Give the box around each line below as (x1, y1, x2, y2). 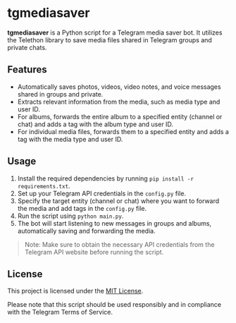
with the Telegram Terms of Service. (7, 308, 113, 317)
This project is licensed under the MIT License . (7, 287, 144, 295)
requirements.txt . (17, 181, 70, 190)
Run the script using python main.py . (17, 212, 124, 220)
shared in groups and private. (17, 90, 104, 98)
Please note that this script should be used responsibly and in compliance (7, 300, 222, 309)
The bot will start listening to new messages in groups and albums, (17, 219, 212, 227)
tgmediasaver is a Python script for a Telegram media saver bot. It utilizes (7, 28, 223, 37)
